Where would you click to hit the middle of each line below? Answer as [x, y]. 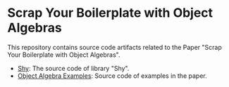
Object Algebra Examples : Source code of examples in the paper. [112, 76]
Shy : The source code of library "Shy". [73, 68]
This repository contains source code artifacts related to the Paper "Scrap [114, 47]
